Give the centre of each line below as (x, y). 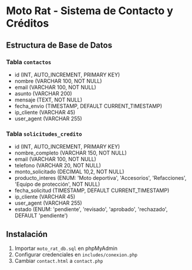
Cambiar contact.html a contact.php (59, 261)
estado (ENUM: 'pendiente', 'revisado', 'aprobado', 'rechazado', (91, 209)
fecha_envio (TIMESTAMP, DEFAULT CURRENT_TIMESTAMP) (88, 106)
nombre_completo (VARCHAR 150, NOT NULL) (71, 153)
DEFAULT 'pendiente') (41, 216)
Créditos (28, 23)
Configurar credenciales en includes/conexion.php (76, 254)
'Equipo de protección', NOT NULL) (57, 185)
